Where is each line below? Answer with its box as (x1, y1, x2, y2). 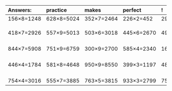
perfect (122, 7, 142, 13)
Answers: (8, 7, 32, 13)
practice (46, 7, 67, 13)
